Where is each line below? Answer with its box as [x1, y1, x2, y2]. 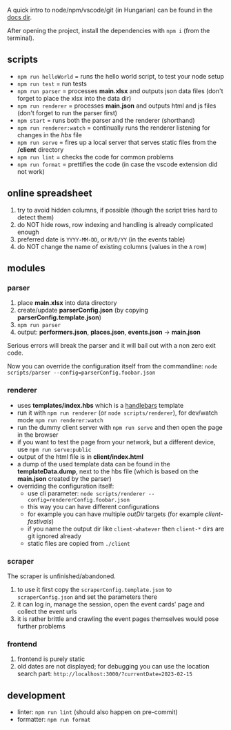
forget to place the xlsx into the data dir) [17, 94, 132, 102]
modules [7, 262, 46, 275]
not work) [17, 167, 45, 175]
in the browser [17, 431, 59, 439]
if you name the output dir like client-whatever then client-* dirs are [27, 524, 225, 533]
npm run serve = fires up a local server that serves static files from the [17, 138, 217, 146]
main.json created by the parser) [17, 474, 112, 482]
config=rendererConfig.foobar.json [27, 496, 130, 503]
